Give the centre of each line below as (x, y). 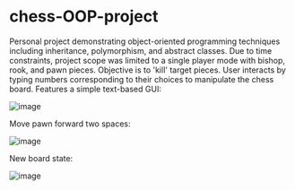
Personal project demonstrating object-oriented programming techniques (145, 41)
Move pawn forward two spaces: (70, 124)
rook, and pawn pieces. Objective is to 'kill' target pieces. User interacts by (148, 70)
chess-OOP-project (84, 17)
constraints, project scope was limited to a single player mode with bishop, (147, 60)
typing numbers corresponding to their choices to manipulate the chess (142, 79)
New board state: (41, 158)
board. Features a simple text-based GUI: (85, 89)
